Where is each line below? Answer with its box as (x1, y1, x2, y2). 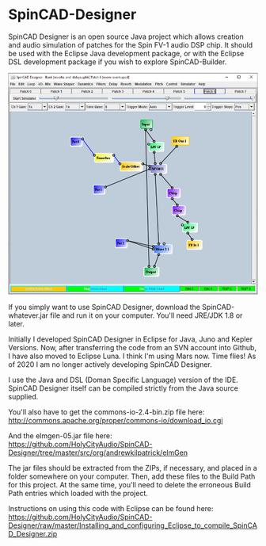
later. (8, 319, 25, 329)
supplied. (8, 392, 39, 402)
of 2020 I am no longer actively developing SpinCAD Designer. (8, 360, 212, 369)
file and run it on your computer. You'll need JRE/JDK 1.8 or (50, 311, 243, 320)
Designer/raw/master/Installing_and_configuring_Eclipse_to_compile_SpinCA (8, 521, 257, 530)
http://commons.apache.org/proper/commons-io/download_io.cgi (8, 416, 223, 426)
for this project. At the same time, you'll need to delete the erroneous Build (8, 480, 252, 490)
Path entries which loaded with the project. (8, 489, 149, 498)
